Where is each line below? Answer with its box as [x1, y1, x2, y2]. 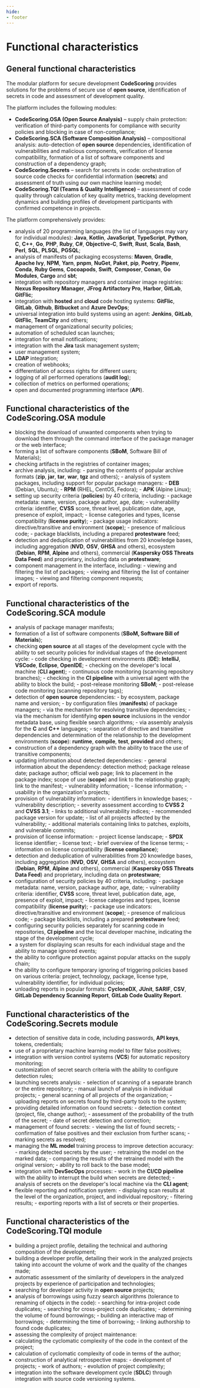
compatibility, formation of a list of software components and [14, 154, 165, 161]
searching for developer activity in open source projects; [14, 1286, 155, 1294]
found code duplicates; [14, 1324, 72, 1331]
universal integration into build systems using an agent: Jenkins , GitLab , [14, 310, 193, 317]
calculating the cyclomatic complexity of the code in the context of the [14, 1337, 188, 1344]
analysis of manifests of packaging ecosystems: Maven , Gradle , [14, 253, 173, 260]
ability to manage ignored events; [14, 948, 97, 955]
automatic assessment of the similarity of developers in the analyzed [14, 1273, 184, 1280]
